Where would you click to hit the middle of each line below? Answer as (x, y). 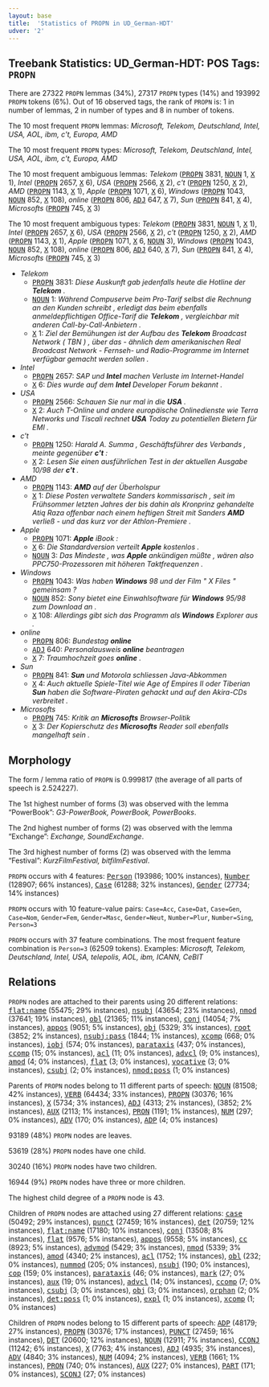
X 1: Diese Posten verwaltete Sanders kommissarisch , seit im (133, 496)
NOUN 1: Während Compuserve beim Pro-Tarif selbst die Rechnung (141, 299)
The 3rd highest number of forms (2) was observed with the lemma (120, 852)
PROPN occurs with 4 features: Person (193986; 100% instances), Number (129, 876)
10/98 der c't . (55, 470)
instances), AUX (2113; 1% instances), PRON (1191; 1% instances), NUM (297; (130, 1111)
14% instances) (34, 893)
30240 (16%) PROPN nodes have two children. (83, 1166)
